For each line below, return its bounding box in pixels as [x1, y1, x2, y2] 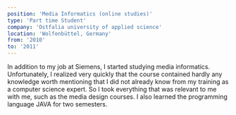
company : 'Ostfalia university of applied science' [7, 23, 162, 30]
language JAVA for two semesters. [7, 100, 108, 108]
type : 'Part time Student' [7, 17, 87, 24]
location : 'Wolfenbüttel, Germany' [7, 30, 112, 37]
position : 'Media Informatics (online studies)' [7, 10, 153, 18]
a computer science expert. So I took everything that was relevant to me [7, 85, 217, 93]
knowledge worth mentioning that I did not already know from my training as [7, 78, 229, 85]
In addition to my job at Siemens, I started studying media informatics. [7, 63, 211, 71]
